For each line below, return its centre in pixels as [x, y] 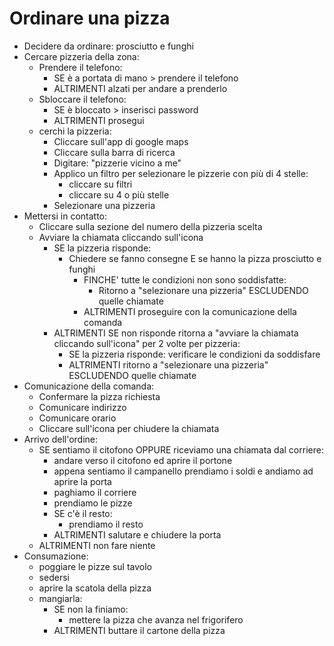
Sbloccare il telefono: [82, 99]
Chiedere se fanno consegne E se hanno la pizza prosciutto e [195, 258]
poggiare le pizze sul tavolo [95, 566]
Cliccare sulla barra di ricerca [114, 152]
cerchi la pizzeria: [75, 131]
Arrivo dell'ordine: [61, 439]
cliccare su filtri [100, 184]
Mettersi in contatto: [65, 216]
